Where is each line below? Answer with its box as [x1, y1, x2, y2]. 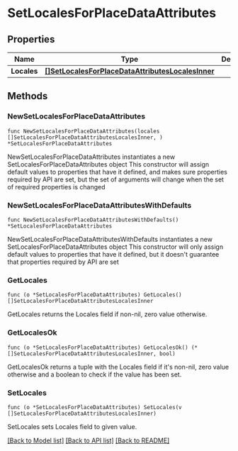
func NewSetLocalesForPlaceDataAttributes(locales [7, 128, 160, 135]
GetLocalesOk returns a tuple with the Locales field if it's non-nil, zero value [7, 362, 229, 371]
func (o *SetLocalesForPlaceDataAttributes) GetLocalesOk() [7, 344, 189, 351]
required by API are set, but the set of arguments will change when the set [7, 175, 225, 184]
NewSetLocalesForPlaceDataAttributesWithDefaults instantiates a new [7, 235, 212, 243]
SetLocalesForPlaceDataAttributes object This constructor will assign [7, 160, 210, 168]
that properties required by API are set [7, 257, 119, 266]
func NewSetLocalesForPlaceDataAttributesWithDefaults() [7, 216, 179, 223]
